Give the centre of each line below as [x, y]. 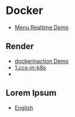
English [24, 107]
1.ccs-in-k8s [30, 67]
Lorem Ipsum [31, 93]
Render [20, 46]
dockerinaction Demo [41, 61]
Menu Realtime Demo [41, 27]
